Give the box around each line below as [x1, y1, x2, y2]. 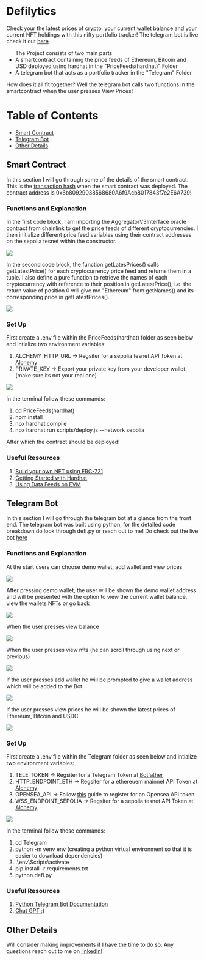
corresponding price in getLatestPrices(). [6, 293, 110, 300]
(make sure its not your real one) [15, 372, 97, 379]
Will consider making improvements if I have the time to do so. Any [6, 941, 174, 949]
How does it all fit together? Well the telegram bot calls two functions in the [6, 81, 195, 88]
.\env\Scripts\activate [15, 858, 69, 866]
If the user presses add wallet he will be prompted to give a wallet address [6, 676, 193, 683]
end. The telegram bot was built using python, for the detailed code [6, 521, 175, 529]
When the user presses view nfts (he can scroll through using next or [6, 646, 180, 653]
